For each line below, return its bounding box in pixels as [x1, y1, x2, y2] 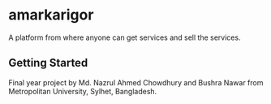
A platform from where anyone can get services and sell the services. [8, 32, 241, 42]
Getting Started [8, 56, 88, 70]
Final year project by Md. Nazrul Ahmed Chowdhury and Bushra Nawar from [8, 77, 264, 87]
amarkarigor [8, 6, 94, 24]
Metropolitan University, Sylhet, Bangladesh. [8, 86, 157, 96]
